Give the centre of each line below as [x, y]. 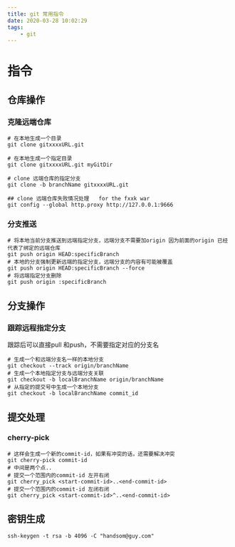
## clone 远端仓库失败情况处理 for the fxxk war [79, 199]
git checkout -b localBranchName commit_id [73, 394]
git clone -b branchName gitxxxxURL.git [68, 185]
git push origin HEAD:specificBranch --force [76, 268]
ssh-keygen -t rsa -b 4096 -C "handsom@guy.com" [81, 536]
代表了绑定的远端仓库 [34, 248]
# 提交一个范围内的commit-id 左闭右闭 [58, 489]
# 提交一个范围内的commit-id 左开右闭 [58, 475]
